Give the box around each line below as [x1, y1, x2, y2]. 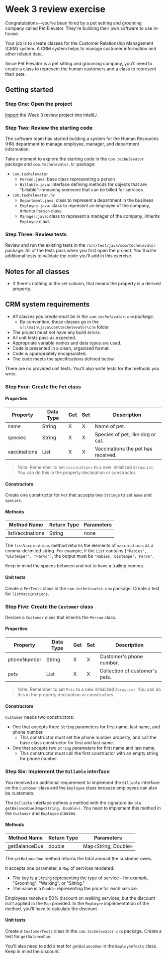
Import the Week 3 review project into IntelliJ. [5, 112, 98, 118]
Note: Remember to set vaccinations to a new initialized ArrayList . [17, 464, 155, 470]
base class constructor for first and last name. [19, 740, 114, 746]
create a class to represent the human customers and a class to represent [5, 66, 157, 72]
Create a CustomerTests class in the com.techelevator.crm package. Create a [5, 928, 162, 934]
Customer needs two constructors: [5, 714, 75, 720]
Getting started [5, 86, 54, 94]
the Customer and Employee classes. [5, 810, 77, 816]
